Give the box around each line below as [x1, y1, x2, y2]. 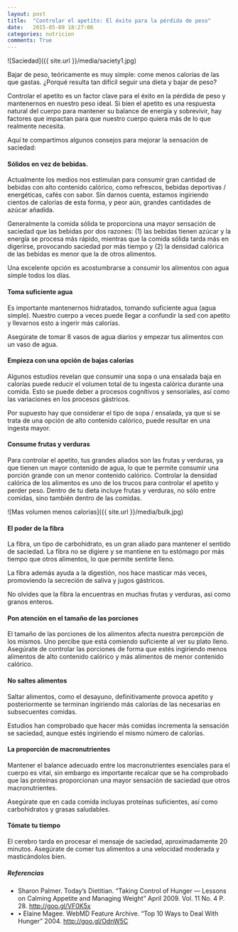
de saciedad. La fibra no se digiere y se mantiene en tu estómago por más [7, 547, 225, 556]
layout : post [7, 10, 46, 18]
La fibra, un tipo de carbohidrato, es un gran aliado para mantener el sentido [7, 539, 231, 549]
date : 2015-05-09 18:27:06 [7, 24, 94, 31]
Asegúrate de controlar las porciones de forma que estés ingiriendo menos [7, 645, 227, 653]
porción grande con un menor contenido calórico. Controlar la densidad [7, 471, 218, 480]
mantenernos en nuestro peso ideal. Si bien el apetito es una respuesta [7, 99, 216, 108]
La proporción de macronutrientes [7, 745, 111, 754]
